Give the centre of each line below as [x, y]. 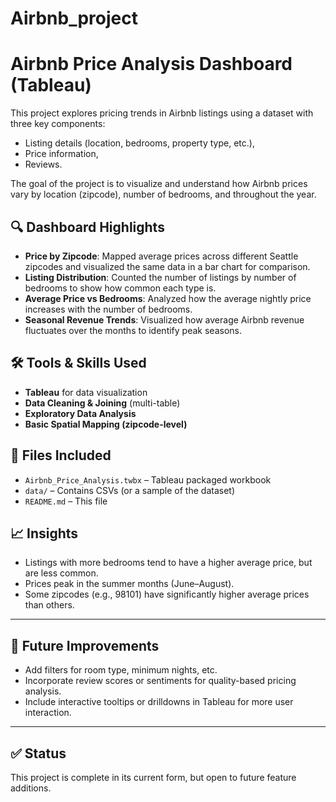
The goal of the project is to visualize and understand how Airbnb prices [159, 184]
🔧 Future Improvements [85, 645]
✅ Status [38, 753]
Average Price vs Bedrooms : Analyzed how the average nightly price [168, 298]
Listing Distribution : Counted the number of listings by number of [160, 277]
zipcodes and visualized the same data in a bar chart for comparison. [167, 266]
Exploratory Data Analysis [80, 413]
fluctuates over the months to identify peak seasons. [133, 330]
